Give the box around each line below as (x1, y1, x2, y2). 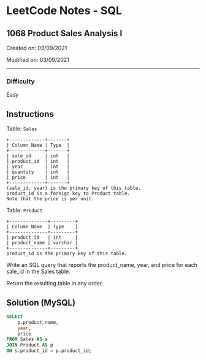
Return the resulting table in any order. (6, 280, 104, 287)
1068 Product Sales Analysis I (6, 28, 123, 39)
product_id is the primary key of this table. (6, 250, 128, 257)
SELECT (6, 313, 23, 320)
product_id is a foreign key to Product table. (6, 190, 131, 197)
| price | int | (6, 174, 70, 181)
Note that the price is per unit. (6, 196, 95, 202)
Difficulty (6, 77, 35, 86)
